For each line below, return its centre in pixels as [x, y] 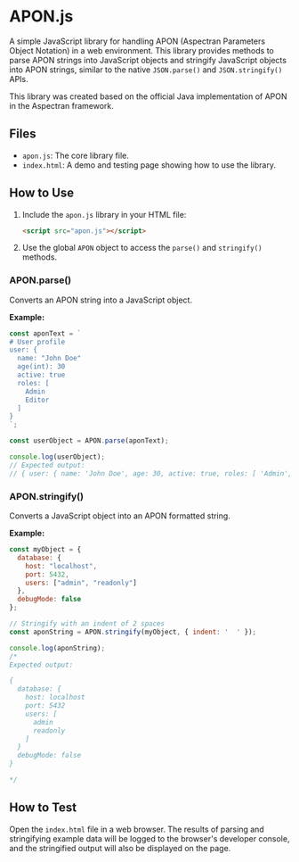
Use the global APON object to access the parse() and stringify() [142, 248]
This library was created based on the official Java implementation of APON [148, 96]
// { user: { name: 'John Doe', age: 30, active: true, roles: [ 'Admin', [151, 473]
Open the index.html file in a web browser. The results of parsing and [137, 829]
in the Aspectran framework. [61, 105]
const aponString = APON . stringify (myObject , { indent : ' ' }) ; [133, 632]
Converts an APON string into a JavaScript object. [101, 300]
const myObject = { [45, 550]
